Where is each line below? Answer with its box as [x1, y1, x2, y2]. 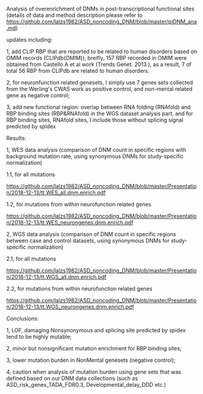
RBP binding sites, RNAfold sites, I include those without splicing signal [6, 116, 184, 123]
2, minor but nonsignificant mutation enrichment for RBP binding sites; [6, 345, 182, 352]
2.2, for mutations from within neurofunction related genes [6, 285, 153, 292]
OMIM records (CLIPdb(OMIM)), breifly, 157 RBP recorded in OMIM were [6, 54, 187, 61]
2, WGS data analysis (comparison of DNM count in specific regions [6, 231, 177, 238]
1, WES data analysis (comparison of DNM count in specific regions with [6, 146, 187, 153]
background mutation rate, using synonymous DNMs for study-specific [6, 153, 184, 160]
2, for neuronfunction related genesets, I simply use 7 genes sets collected [6, 79, 193, 86]
